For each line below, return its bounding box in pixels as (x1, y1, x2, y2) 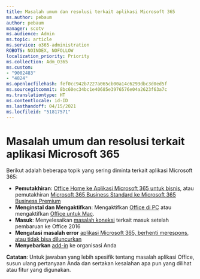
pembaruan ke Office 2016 (14, 223, 81, 230)
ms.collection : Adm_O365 (6, 59, 68, 65)
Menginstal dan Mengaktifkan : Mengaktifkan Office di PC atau (14, 204, 172, 211)
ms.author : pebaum (6, 14, 52, 20)
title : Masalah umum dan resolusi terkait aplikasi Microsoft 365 (6, 8, 175, 15)
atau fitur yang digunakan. (6, 266, 71, 274)
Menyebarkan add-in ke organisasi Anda (14, 242, 117, 249)
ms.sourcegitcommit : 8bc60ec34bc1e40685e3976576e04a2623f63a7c (6, 87, 168, 93)
